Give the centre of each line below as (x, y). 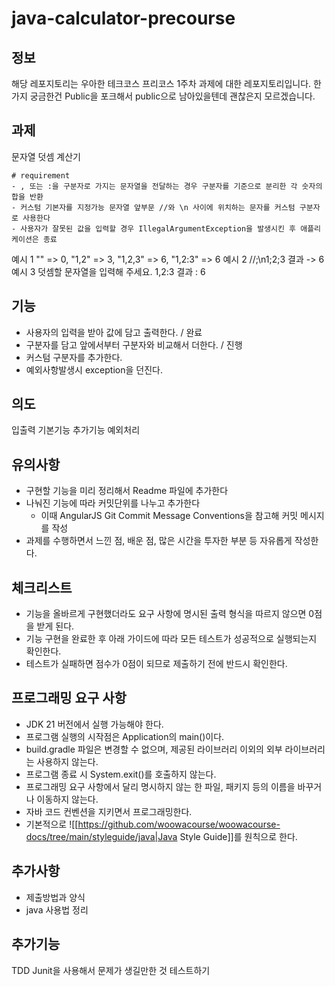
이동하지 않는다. (67, 799)
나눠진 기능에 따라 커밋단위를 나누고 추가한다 (113, 503)
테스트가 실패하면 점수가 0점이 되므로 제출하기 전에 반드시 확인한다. (156, 664)
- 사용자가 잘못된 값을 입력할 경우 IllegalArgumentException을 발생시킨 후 (154, 228)
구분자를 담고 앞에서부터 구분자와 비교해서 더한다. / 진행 (134, 344)
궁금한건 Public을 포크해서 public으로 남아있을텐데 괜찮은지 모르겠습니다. (172, 96)
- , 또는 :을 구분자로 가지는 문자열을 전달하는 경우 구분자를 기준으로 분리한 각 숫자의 (167, 186)
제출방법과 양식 (55, 897)
